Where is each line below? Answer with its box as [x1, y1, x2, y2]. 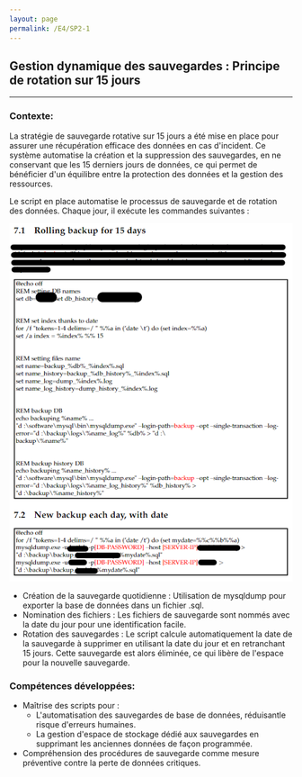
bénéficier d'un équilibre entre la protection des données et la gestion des [9, 168, 284, 179]
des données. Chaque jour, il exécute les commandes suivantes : [9, 205, 250, 216]
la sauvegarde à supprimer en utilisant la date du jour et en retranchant [22, 637, 286, 648]
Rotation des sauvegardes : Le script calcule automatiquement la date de [22, 628, 293, 639]
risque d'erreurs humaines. [35, 719, 137, 730]
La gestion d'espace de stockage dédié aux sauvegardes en [35, 729, 259, 740]
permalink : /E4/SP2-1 [9, 23, 91, 33]
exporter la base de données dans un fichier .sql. [22, 600, 205, 610]
